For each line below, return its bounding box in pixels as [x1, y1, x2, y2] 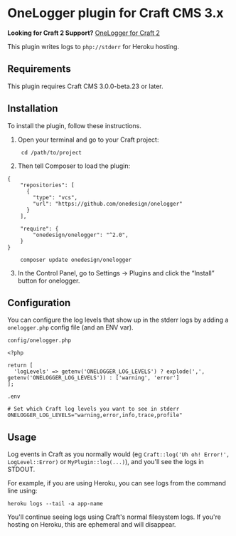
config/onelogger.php [7, 337, 72, 345]
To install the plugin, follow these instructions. [7, 121, 142, 130]
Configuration [7, 297, 71, 309]
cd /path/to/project [21, 149, 82, 156]
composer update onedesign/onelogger [20, 256, 132, 263]
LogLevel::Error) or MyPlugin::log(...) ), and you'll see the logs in [7, 458, 204, 466]
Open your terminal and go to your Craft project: [17, 135, 159, 144]
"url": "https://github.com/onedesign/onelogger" [33, 200, 183, 207]
